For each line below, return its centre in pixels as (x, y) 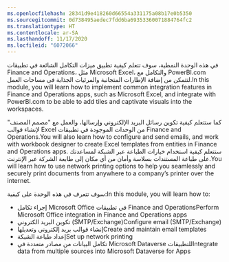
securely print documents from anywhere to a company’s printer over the (111, 173)
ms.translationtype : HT (41, 26)
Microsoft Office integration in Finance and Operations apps (102, 215)
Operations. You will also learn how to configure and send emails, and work (113, 137)
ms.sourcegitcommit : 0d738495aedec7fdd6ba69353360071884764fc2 (100, 20)
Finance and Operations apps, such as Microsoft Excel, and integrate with (112, 94)
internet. (19, 181)
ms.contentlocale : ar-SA (43, 33)
